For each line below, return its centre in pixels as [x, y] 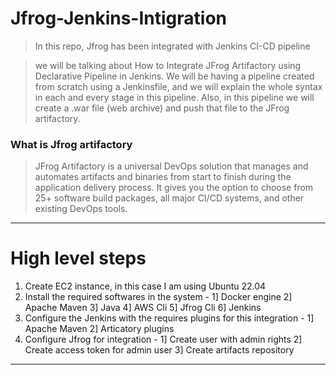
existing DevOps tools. [81, 209]
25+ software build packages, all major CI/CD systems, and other [169, 198]
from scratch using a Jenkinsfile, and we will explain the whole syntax [178, 86]
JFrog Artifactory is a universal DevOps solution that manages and [171, 166]
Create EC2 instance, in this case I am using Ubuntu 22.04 [145, 286]
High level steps [78, 258]
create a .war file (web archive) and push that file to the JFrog [162, 108]
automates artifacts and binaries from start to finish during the [163, 177]
